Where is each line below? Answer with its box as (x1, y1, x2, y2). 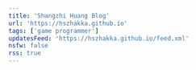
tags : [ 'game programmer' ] (8, 27, 99, 35)
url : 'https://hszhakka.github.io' (8, 19, 128, 27)
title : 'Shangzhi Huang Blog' (8, 11, 111, 20)
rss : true (8, 49, 42, 57)
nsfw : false (8, 42, 48, 50)
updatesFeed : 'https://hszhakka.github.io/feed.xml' (8, 34, 190, 43)
